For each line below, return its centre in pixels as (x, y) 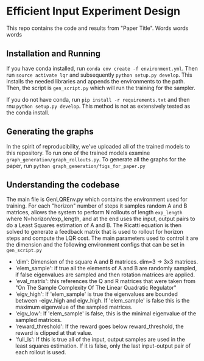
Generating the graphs (50, 132)
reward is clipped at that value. (54, 333)
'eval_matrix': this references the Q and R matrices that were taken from (105, 281)
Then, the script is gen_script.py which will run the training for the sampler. (101, 88)
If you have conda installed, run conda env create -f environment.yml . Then (102, 68)
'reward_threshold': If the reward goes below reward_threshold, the (99, 326)
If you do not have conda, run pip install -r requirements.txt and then (98, 99)
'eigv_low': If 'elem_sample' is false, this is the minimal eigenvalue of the (106, 314)
